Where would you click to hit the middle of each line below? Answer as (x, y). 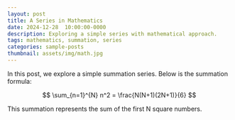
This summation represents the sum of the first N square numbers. (105, 109)
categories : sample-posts (45, 47)
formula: (20, 81)
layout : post (27, 14)
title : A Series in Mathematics (55, 21)
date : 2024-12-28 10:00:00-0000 (57, 27)
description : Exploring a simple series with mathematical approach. (113, 34)
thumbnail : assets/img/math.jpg (55, 54)
